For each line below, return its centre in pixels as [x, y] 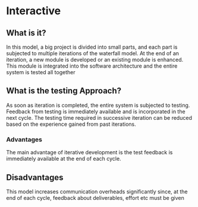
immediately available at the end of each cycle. [64, 159]
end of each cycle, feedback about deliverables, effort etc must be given [95, 198]
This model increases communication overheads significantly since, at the [97, 192]
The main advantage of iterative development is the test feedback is [89, 152]
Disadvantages [35, 177]
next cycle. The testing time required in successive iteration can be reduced [99, 117]
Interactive [34, 11]
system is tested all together [41, 72]
